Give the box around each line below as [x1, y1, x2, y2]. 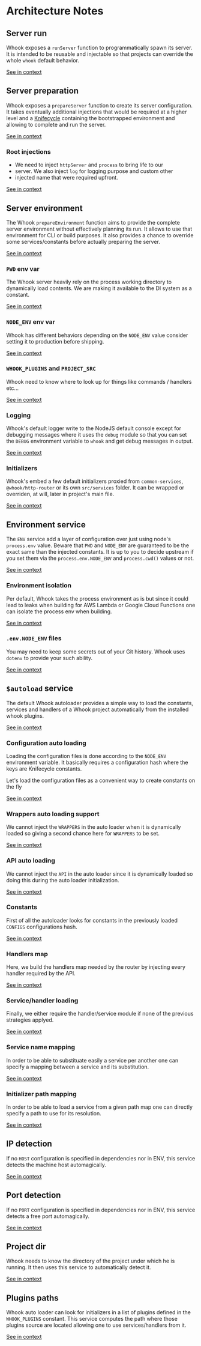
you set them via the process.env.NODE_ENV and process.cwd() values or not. [6, 554, 194, 562]
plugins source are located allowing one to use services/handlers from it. [6, 1321, 187, 1329]
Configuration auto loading [6, 739, 87, 747]
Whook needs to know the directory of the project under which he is [6, 1257, 175, 1265]
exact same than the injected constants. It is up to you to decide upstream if [6, 548, 194, 556]
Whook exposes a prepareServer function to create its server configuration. [6, 102, 193, 109]
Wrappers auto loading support [6, 810, 100, 818]
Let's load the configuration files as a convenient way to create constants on [6, 777, 196, 784]
